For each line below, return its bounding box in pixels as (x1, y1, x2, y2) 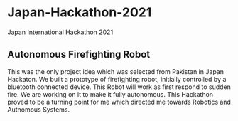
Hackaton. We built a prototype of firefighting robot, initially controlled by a (7, 75, 227, 83)
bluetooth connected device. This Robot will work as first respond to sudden (7, 83, 231, 91)
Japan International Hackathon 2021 (7, 28, 114, 36)
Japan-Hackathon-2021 (7, 4, 152, 21)
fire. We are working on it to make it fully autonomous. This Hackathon (7, 90, 214, 98)
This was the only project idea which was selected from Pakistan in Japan (7, 67, 224, 75)
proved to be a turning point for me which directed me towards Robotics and (7, 98, 231, 106)
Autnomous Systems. (7, 105, 70, 114)
